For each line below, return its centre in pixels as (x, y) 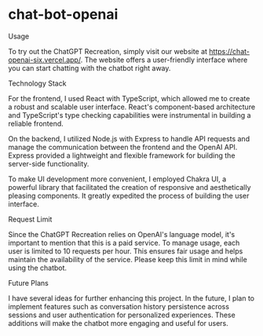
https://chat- (229, 51)
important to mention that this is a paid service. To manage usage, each (124, 243)
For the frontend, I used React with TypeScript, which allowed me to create (129, 98)
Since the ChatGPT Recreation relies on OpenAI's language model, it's (122, 234)
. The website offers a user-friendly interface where (164, 60)
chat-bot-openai (63, 15)
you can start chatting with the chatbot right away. (89, 68)
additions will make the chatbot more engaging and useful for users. (119, 323)
